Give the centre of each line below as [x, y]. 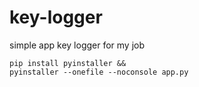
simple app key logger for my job [77, 45]
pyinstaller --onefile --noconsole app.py [99, 72]
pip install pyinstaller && [68, 63]
